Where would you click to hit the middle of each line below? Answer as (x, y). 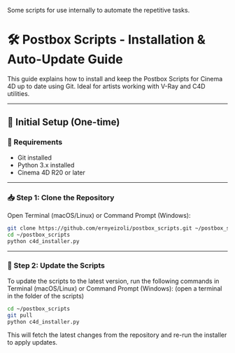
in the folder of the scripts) (46, 296)
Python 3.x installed (46, 165)
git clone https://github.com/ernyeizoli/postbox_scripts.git (100, 228)
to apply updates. (33, 342)
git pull (20, 315)
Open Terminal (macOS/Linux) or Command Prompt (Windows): (99, 215)
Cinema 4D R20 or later (51, 172)
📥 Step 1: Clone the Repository (61, 198)
